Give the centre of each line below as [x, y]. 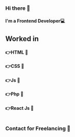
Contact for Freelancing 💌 [38, 129]
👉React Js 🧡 [20, 108]
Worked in [22, 39]
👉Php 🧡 [15, 94]
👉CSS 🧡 [15, 66]
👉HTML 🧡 [17, 52]
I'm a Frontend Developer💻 [35, 21]
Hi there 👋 [18, 8]
